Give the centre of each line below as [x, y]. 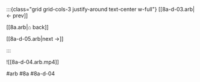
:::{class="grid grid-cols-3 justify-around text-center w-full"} [82, 9]
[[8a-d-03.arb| [176, 9]
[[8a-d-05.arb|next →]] [35, 39]
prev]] [20, 16]
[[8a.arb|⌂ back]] [28, 27]
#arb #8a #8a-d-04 [31, 74]
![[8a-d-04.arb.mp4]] [33, 62]
